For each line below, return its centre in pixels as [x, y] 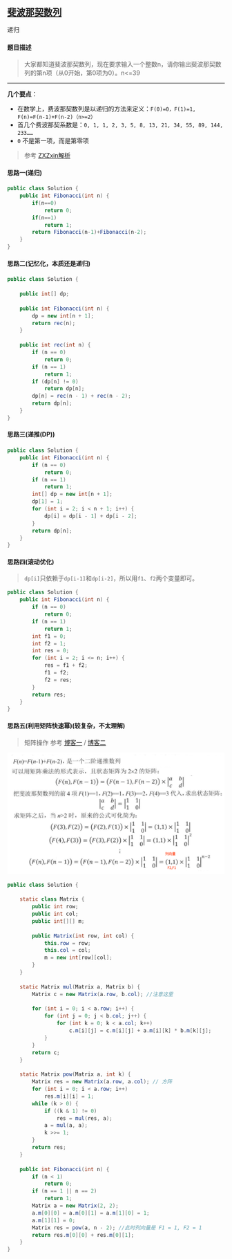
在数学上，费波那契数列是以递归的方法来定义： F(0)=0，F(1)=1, [106, 109]
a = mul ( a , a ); [66, 1125]
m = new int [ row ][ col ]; [78, 958]
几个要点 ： [22, 94]
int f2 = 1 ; [49, 643]
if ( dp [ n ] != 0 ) [55, 382]
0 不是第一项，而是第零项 [53, 141]
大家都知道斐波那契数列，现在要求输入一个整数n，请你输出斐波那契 [120, 64]
